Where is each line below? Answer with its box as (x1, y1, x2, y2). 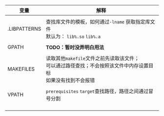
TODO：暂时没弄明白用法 (45, 44, 104, 51)
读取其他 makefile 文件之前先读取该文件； (45, 55, 140, 61)
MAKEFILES (7, 66, 35, 72)
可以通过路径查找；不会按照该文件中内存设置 (45, 62, 149, 69)
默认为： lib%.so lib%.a (45, 33, 101, 39)
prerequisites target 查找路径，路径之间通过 (45, 88, 149, 95)
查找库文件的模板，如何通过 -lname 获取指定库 (45, 19, 150, 25)
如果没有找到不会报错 (45, 77, 95, 83)
